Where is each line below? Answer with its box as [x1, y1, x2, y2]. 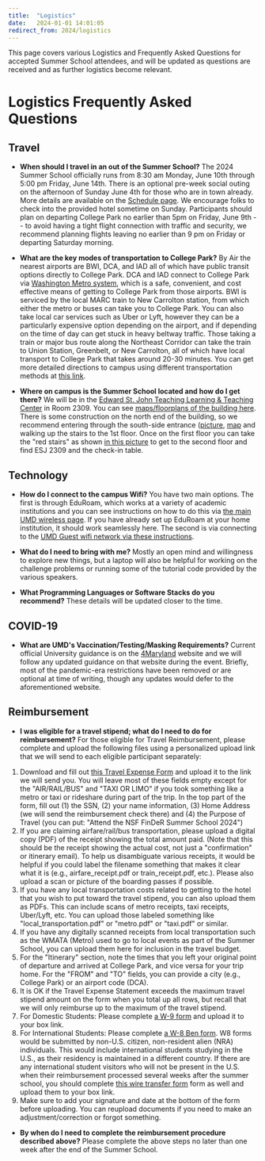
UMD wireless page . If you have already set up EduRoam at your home [19, 515, 251, 524]
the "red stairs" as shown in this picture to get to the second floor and [19, 437, 248, 446]
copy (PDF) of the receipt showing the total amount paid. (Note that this [19, 834, 253, 844]
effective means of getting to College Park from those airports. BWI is [19, 287, 247, 297]
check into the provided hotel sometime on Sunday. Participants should [19, 204, 252, 214]
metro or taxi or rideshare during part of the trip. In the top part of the [19, 792, 246, 802]
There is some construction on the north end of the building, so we [19, 412, 238, 421]
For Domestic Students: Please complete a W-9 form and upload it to [19, 1011, 244, 1021]
